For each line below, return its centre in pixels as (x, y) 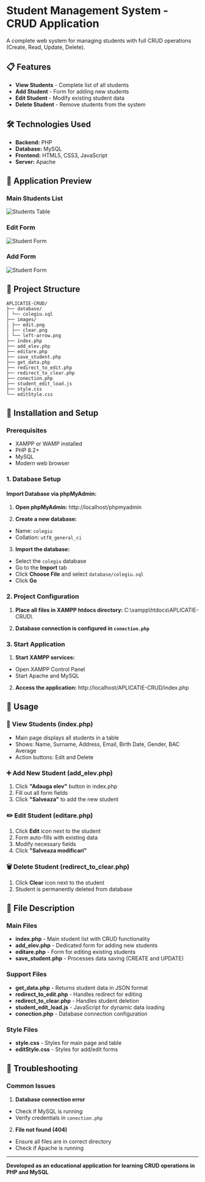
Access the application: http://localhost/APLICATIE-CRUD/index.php (102, 688)
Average (26, 751)
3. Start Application (36, 644)
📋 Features (29, 67)
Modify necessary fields (45, 844)
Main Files (22, 926)
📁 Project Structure (43, 289)
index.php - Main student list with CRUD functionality (83, 939)
